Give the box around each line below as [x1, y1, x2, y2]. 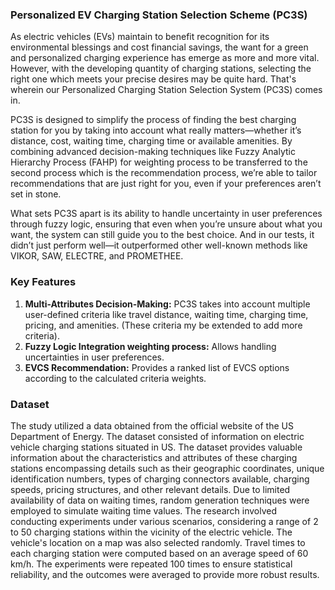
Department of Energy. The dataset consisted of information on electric [10, 430, 305, 442]
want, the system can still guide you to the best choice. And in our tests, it [10, 229, 315, 241]
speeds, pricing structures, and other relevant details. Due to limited [10, 483, 291, 495]
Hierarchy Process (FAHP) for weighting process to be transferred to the [10, 156, 308, 168]
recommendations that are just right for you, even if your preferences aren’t [10, 178, 322, 190]
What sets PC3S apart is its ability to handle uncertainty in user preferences [10, 208, 323, 220]
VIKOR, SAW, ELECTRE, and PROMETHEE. [10, 250, 184, 262]
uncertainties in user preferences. [24, 351, 165, 363]
